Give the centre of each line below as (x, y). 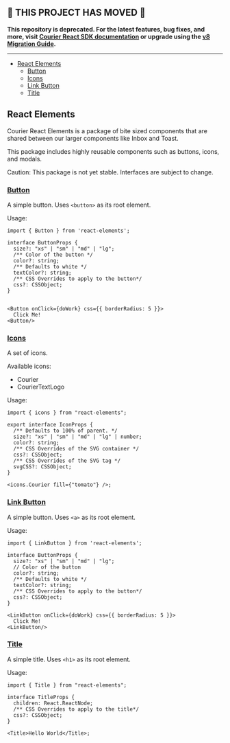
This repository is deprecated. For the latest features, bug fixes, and (106, 29)
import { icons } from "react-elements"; (67, 413)
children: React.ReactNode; (53, 703)
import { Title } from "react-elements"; (67, 685)
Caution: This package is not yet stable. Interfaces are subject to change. (110, 172)
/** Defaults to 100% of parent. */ (65, 431)
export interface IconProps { (50, 425)
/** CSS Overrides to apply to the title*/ (76, 709)
